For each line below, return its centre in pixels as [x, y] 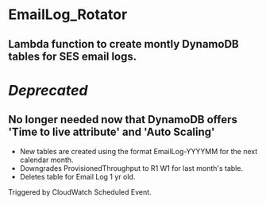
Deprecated [48, 90]
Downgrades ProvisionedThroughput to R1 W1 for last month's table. [131, 168]
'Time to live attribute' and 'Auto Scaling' [112, 132]
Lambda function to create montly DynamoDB [124, 44]
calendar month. [46, 160]
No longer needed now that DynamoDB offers [123, 120]
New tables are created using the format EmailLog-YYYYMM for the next [139, 151]
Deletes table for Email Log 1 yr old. [77, 176]
